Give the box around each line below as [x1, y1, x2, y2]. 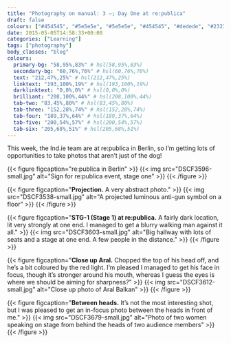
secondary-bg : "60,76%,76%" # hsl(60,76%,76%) [13, 67, 149, 74]
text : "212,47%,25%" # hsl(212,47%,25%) [13, 74, 131, 81]
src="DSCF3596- [162, 165, 212, 173]
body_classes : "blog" [7, 49, 69, 56]
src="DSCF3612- [167, 278, 215, 287]
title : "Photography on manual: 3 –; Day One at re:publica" [7, 10, 186, 17]
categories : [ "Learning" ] [7, 36, 81, 43]
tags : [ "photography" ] [7, 42, 72, 49]
